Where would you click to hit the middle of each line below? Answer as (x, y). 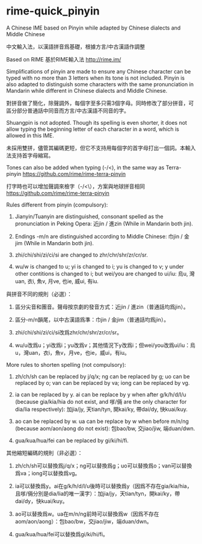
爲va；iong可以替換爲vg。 (47, 473)
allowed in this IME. (30, 135)
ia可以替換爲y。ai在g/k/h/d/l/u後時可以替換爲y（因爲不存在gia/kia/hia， (103, 486)
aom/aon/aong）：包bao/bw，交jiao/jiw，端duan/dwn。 (83, 521)
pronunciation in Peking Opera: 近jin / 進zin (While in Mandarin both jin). (104, 224)
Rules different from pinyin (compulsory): (57, 205)
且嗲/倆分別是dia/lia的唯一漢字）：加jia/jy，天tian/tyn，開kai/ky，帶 (97, 493)
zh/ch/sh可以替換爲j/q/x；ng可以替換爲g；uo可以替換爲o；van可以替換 (103, 466)
